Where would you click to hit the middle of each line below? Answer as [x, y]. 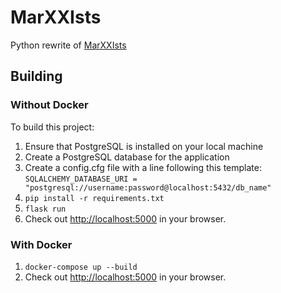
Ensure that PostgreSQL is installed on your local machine [144, 146]
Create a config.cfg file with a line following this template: [143, 167]
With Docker [41, 244]
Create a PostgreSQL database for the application [127, 157]
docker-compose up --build [81, 267]
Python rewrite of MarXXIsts [68, 45]
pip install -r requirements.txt [94, 198]
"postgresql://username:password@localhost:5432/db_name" [148, 187]
